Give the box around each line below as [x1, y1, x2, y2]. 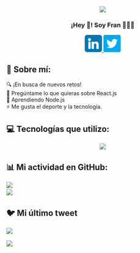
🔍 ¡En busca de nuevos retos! [6, 81, 82, 88]
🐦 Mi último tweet [6, 208, 78, 219]
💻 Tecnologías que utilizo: [6, 123, 110, 134]
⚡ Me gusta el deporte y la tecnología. [6, 103, 102, 111]
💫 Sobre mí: [6, 64, 51, 75]
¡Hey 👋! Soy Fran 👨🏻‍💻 [70, 21, 135, 29]
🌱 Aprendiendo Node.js [6, 96, 65, 103]
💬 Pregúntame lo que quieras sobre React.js [6, 90, 117, 97]
